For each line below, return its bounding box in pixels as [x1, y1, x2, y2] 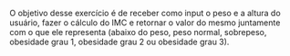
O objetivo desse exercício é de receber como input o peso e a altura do [9, 8, 281, 18]
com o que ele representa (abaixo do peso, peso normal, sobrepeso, [9, 27, 267, 37]
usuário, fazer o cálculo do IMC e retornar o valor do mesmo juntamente [9, 17, 281, 28]
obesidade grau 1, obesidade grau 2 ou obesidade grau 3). [9, 36, 230, 47]
